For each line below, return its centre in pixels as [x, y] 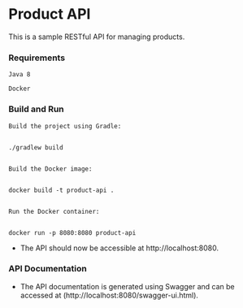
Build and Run [37, 109]
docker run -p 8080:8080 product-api [72, 232]
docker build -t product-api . [61, 190]
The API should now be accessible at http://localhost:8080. [119, 248]
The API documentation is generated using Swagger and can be [127, 286]
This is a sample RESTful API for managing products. [97, 37]
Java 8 [20, 75]
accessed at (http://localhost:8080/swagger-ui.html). [109, 295]
